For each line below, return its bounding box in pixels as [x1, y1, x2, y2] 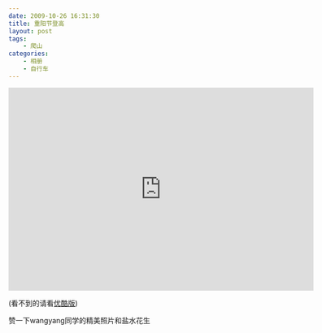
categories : [8, 50, 49, 58]
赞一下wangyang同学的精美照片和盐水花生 [8, 315, 150, 325]
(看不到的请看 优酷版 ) [8, 298, 79, 308]
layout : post [8, 27, 53, 35]
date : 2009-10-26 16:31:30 [8, 11, 100, 20]
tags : [8, 34, 27, 43]
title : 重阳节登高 [8, 19, 65, 28]
